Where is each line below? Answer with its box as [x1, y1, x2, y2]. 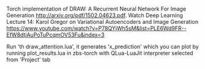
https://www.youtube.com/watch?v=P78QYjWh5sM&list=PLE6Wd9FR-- [6, 24, 187, 32]
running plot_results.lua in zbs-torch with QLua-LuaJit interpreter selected [6, 49, 194, 57]
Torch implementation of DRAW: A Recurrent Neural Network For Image [6, 5, 187, 12]
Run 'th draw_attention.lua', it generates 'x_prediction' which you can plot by [6, 43, 199, 50]
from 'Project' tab [6, 56, 51, 63]
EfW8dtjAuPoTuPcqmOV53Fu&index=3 [6, 31, 105, 38]
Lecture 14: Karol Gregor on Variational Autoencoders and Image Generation [6, 18, 199, 25]
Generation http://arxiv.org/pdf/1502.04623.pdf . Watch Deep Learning [6, 12, 184, 19]
